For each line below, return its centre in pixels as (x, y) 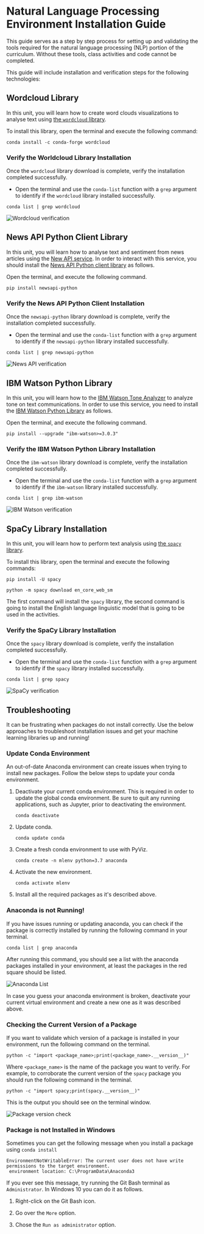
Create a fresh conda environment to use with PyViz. (81, 850)
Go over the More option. (45, 1213)
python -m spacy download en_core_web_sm (60, 590)
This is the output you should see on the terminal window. (79, 1102)
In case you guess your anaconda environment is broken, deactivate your (98, 995)
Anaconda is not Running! (45, 911)
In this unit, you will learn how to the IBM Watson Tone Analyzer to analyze (100, 397)
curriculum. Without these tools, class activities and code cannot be (91, 54)
